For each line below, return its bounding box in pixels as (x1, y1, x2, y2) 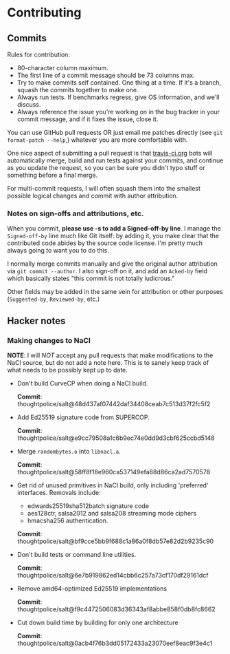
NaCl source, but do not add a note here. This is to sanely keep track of (7, 358, 209, 366)
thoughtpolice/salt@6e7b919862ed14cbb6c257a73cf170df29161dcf (16, 571, 209, 579)
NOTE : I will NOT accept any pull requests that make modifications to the (7, 351, 214, 359)
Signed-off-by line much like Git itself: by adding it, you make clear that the (7, 232, 220, 240)
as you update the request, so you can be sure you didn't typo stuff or (7, 164, 205, 171)
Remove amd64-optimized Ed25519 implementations (16, 584, 167, 593)
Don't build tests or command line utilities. (16, 550, 137, 558)
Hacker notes (7, 315, 66, 326)
